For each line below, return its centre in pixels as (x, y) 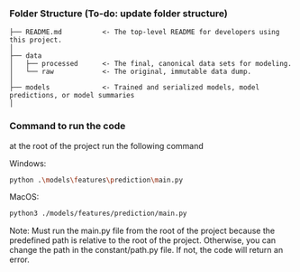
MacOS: (24, 197)
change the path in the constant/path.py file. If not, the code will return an (146, 250)
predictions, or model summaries (72, 96)
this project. (36, 40)
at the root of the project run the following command (107, 145)
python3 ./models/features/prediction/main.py (98, 214)
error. (19, 259)
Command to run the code (68, 127)
